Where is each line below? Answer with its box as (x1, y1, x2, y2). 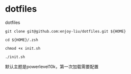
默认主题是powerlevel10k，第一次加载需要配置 (5, 63, 99, 69)
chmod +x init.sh (5, 46, 41, 51)
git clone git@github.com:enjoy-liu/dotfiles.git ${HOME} (5, 29, 126, 34)
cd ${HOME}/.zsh (5, 37, 38, 42)
